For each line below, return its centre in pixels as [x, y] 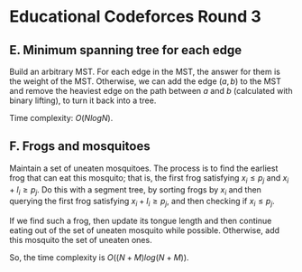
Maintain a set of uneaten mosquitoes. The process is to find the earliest [144, 168]
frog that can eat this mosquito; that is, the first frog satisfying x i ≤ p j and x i [149, 178]
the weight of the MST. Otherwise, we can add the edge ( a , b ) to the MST [146, 81]
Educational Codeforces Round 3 [135, 17]
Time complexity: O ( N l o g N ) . [61, 118]
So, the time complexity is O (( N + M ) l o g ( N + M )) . [99, 258]
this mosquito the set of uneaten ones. [81, 240]
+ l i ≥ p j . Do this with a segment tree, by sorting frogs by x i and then [135, 190]
